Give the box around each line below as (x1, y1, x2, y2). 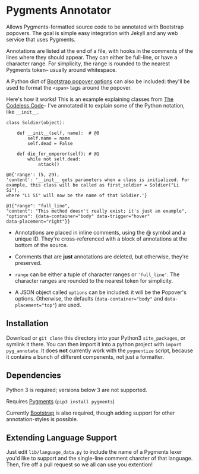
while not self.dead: (27, 156, 81, 162)
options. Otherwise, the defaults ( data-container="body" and (14, 295, 163, 302)
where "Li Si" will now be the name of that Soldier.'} (6, 192, 147, 198)
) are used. (55, 301, 81, 308)
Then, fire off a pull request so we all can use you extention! (6, 461, 153, 468)
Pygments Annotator (6, 4, 112, 17)
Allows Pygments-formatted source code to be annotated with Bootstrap (6, 23, 184, 30)
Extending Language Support (6, 432, 117, 443)
